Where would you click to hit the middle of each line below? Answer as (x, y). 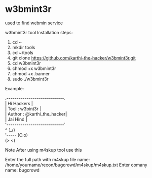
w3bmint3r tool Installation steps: (39, 32)
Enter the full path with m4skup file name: (48, 159)
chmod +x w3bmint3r (34, 68)
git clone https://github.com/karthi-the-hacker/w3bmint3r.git (74, 58)
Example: (15, 88)
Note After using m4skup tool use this (44, 150)
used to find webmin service (34, 23)
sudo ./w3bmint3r (30, 79)
